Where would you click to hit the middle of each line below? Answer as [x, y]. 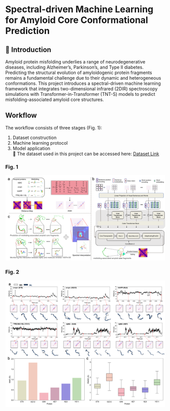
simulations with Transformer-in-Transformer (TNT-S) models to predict [80, 94]
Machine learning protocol [40, 143]
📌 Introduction [28, 49]
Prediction [27, 31]
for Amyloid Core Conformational [77, 20]
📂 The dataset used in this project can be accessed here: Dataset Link [86, 154]
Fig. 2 [12, 272]
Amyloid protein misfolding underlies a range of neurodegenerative [75, 62]
